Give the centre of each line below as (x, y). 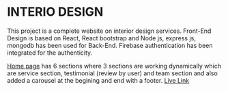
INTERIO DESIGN (55, 12)
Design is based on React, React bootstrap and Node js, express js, (102, 38)
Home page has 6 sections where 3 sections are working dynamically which (114, 66)
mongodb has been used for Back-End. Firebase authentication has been (110, 45)
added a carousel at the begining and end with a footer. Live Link (98, 80)
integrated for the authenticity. (50, 53)
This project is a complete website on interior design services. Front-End (109, 31)
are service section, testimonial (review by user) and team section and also (113, 73)
